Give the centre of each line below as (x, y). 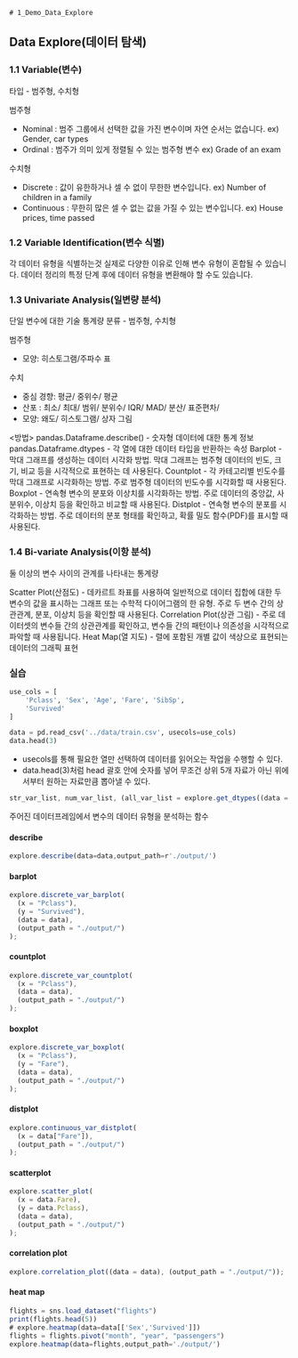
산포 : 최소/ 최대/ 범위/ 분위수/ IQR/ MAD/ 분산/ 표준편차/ (121, 408)
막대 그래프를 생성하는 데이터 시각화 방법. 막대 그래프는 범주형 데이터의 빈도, (141, 460)
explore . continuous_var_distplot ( (73, 1128)
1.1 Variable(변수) (46, 69)
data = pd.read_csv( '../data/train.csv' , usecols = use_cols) (123, 733)
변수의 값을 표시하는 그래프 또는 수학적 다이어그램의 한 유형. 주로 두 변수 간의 (142, 603)
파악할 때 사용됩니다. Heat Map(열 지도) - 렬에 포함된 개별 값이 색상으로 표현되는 (149, 636)
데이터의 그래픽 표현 (44, 647)
